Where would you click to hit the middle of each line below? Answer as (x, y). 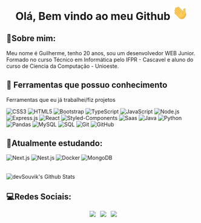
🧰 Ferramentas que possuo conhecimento (87, 85)
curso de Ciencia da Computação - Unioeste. (63, 66)
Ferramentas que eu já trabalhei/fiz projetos (61, 99)
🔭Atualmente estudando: (54, 143)
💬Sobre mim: (31, 38)
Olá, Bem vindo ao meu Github (93, 16)
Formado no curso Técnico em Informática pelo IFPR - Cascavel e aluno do (100, 59)
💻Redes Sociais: (39, 197)
